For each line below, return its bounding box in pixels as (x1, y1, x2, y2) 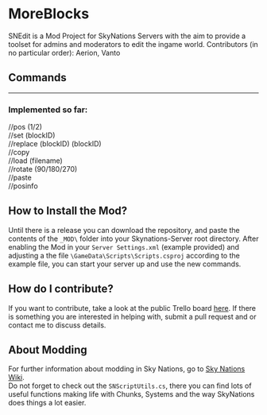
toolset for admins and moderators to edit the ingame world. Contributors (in (8, 39, 258, 48)
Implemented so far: (8, 104, 88, 115)
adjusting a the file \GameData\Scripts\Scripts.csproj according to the (8, 250, 240, 260)
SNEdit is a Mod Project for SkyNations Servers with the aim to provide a (8, 31, 246, 41)
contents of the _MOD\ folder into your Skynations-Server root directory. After (8, 234, 259, 243)
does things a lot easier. (8, 398, 87, 408)
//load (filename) (8, 156, 64, 165)
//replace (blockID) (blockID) (8, 139, 102, 149)
